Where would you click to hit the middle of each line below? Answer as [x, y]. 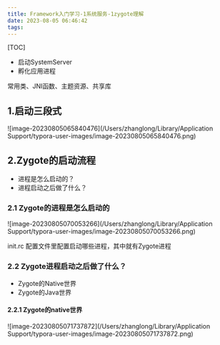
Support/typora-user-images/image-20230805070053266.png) [102, 232]
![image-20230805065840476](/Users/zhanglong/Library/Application [110, 128]
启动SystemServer [45, 62]
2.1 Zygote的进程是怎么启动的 [59, 207]
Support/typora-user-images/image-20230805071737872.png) [101, 334]
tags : [15, 27]
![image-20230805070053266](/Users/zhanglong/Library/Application [110, 224]
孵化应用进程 [36, 71]
